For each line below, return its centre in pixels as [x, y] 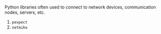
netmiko [19, 28]
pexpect [19, 22]
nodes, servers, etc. [25, 12]
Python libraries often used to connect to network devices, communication [80, 7]
